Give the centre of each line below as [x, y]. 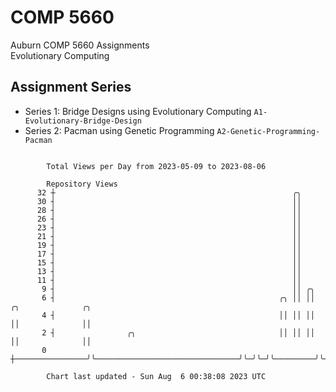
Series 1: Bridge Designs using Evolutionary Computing [138, 111]
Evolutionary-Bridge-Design [83, 121]
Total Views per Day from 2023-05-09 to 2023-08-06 [156, 166]
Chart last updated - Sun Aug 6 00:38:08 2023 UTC [156, 376]
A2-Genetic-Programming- [268, 131]
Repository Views [82, 184]
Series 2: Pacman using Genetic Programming [119, 130]
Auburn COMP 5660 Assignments [80, 45]
